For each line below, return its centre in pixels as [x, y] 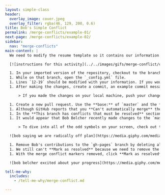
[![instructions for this [36, 64]
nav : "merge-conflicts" [34, 46]
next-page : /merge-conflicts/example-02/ [48, 37]
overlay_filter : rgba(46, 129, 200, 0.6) [53, 23]
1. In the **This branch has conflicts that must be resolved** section [85, 113]
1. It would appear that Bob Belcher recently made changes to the [80, 118]
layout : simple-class [27, 10]
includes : [19, 176]
